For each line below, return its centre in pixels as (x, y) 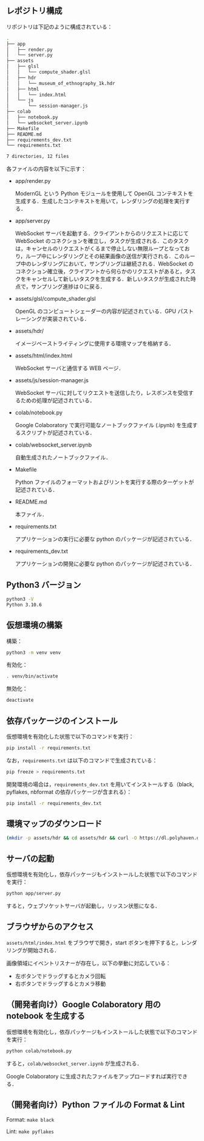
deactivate (20, 701)
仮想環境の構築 (34, 625)
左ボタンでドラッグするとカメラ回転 (60, 976)
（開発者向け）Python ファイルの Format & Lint (96, 1105)
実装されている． (68, 319)
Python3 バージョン (44, 585)
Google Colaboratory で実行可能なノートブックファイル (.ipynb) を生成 (104, 425)
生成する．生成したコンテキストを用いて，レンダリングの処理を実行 (100, 201)
